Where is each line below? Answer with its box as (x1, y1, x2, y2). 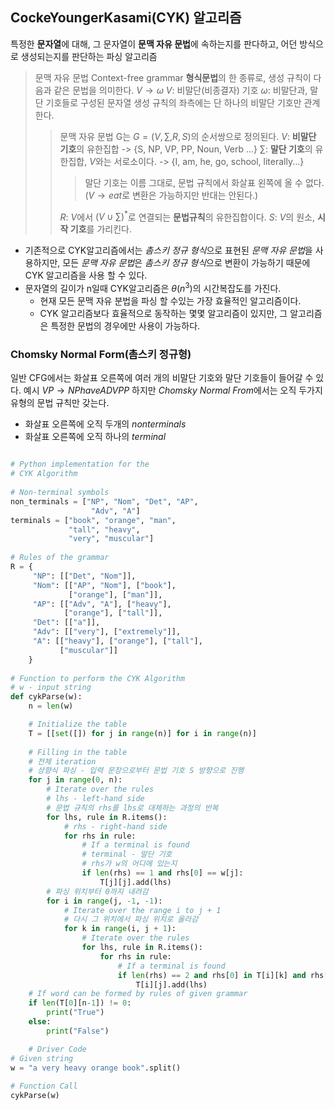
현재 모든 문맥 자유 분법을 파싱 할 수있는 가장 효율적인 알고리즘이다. (39, 295, 302, 307)
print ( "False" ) (46, 1026, 110, 1036)
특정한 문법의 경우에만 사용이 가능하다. (50, 320, 201, 332)
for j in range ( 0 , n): (28, 775, 123, 785)
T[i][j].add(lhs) (135, 979, 208, 990)
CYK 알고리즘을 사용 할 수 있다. (24, 269, 148, 282)
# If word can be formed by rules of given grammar (28, 989, 248, 999)
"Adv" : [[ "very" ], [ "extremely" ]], (32, 627, 182, 637)
